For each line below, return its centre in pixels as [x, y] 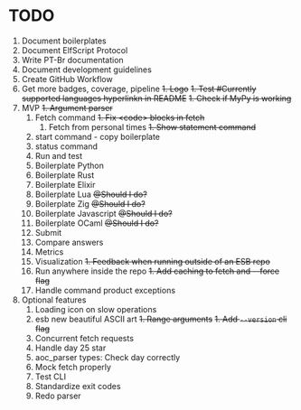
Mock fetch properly [73, 367]
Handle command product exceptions [105, 290]
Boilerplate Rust [65, 175]
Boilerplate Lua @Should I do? [91, 194]
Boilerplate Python [70, 165]
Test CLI [51, 377]
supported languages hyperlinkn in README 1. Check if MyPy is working [156, 98]
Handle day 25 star [71, 348]
